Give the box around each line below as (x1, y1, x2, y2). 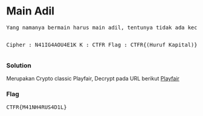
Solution (6, 61, 32, 70)
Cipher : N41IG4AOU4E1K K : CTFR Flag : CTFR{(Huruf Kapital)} (6, 41, 198, 48)
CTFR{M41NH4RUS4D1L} (6, 103, 68, 111)
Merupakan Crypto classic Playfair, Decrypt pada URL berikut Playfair (6, 75, 180, 82)
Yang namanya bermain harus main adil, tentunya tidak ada (6, 24, 185, 31)
